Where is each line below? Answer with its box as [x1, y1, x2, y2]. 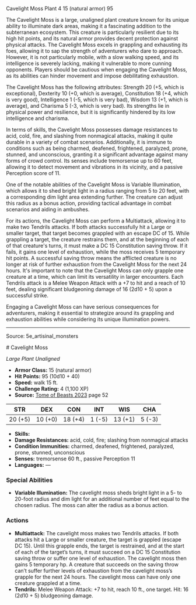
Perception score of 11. [6, 170, 61, 176]
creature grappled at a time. [14, 579, 82, 586]
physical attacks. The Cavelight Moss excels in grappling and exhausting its [6, 41, 188, 48]
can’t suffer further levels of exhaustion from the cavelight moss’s [14, 567, 173, 574]
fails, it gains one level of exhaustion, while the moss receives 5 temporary [6, 248, 185, 255]
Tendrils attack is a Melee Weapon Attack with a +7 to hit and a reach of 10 [6, 279, 185, 286]
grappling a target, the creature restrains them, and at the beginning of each [6, 236, 190, 242]
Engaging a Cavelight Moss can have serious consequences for [6, 303, 159, 310]
